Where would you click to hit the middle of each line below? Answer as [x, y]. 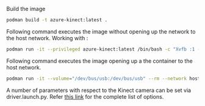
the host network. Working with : [47, 38]
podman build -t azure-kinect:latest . [57, 20]
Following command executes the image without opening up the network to [101, 31]
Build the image [26, 9]
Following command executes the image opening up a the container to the [100, 61]
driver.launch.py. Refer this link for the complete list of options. [85, 96]
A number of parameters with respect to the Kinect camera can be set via [99, 90]
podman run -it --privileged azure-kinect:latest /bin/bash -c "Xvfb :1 [101, 49]
